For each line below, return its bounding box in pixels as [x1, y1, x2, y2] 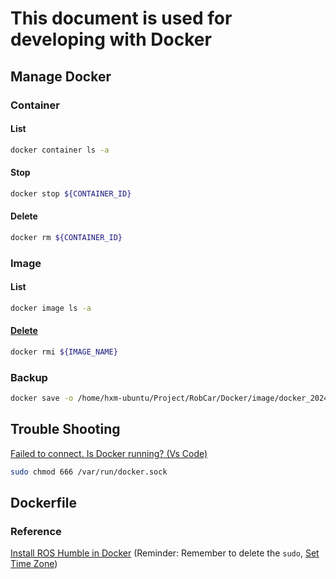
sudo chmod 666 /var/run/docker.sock [10, 467, 168, 477]
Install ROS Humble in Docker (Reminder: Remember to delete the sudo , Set [10, 547, 320, 559]
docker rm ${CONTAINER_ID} [10, 232, 123, 242]
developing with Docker [10, 28, 212, 51]
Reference [10, 524, 62, 538]
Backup [10, 370, 48, 384]
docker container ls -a [10, 145, 110, 155]
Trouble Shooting [10, 421, 121, 438]
